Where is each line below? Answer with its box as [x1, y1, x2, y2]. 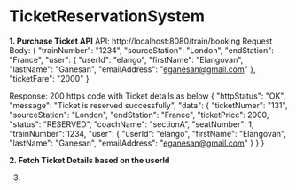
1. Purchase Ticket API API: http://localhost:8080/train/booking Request [9, 36, 273, 46]
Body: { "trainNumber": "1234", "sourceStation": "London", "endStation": [9, 44, 275, 55]
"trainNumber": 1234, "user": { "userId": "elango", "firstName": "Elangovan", [9, 128, 286, 139]
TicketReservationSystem [9, 6, 206, 27]
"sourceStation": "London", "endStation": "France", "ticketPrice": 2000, [9, 109, 269, 120]
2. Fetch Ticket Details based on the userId [9, 154, 170, 165]
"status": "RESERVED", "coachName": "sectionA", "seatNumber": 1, [9, 118, 254, 130]
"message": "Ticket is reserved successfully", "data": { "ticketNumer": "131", [9, 99, 288, 110]
